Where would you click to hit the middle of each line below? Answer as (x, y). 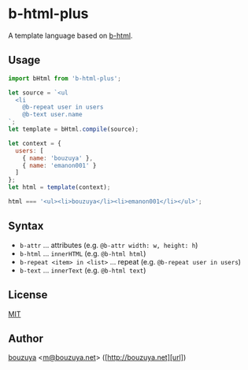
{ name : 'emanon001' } (59, 165)
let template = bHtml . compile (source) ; (74, 129)
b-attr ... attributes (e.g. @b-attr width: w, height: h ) (109, 245)
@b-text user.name (52, 115)
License (28, 295)
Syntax (26, 226)
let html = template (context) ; (59, 187)
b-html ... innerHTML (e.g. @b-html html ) (83, 253)
